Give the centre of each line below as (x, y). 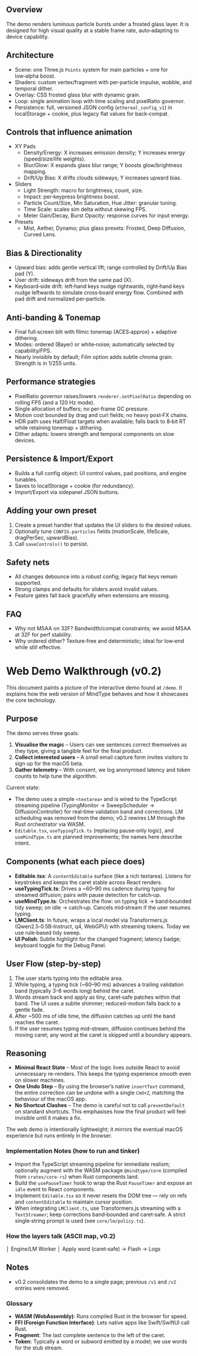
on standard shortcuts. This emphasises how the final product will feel (100, 1112)
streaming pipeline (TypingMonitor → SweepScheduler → (85, 805)
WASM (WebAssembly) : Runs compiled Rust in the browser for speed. (101, 1316)
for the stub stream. (39, 1348)
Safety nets (28, 562)
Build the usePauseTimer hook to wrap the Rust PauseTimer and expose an (103, 1183)
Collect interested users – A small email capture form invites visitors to (101, 757)
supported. (28, 583)
